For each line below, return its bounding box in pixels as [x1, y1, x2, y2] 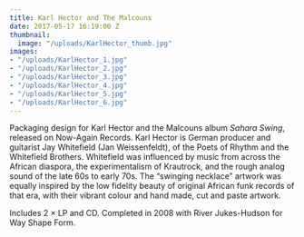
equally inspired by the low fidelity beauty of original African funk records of [9, 181, 295, 192]
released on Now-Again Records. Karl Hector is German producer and [9, 133, 271, 143]
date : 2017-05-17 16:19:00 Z [9, 22, 120, 31]
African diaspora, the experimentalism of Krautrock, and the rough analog [9, 161, 286, 173]
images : [9, 47, 39, 56]
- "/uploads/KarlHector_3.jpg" [9, 73, 128, 82]
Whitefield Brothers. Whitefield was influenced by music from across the [9, 152, 281, 163]
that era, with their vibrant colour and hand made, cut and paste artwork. [9, 190, 281, 201]
